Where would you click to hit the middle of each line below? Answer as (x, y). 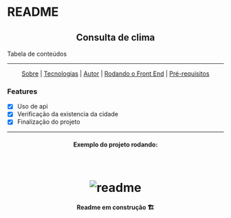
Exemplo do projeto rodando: (115, 144)
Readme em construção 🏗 (115, 208)
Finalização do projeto (48, 122)
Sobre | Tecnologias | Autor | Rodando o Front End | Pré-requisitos (115, 74)
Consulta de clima (115, 37)
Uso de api (32, 107)
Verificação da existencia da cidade (68, 114)
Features (22, 91)
